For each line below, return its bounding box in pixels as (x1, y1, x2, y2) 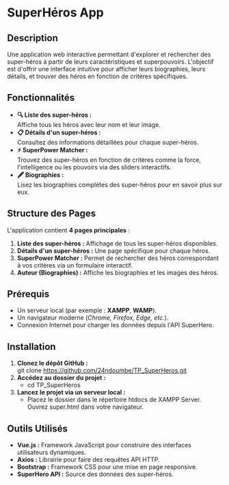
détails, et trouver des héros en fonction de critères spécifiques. (7, 72, 188, 80)
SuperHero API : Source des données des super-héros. (16, 470, 174, 478)
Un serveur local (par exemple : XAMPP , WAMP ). (16, 307, 157, 315)
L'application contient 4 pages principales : (7, 226, 131, 234)
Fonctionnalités (7, 92, 75, 104)
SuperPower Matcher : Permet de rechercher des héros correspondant (16, 254, 219, 262)
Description (7, 32, 58, 44)
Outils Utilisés (7, 423, 68, 434)
